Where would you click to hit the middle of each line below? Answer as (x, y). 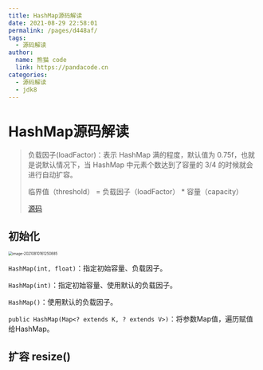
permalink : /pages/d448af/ (53, 30)
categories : (28, 75)
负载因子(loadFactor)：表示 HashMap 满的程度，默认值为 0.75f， (134, 155)
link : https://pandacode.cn (62, 68)
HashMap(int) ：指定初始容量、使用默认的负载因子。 (92, 285)
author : (21, 53)
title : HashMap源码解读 (45, 16)
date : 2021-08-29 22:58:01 (53, 23)
